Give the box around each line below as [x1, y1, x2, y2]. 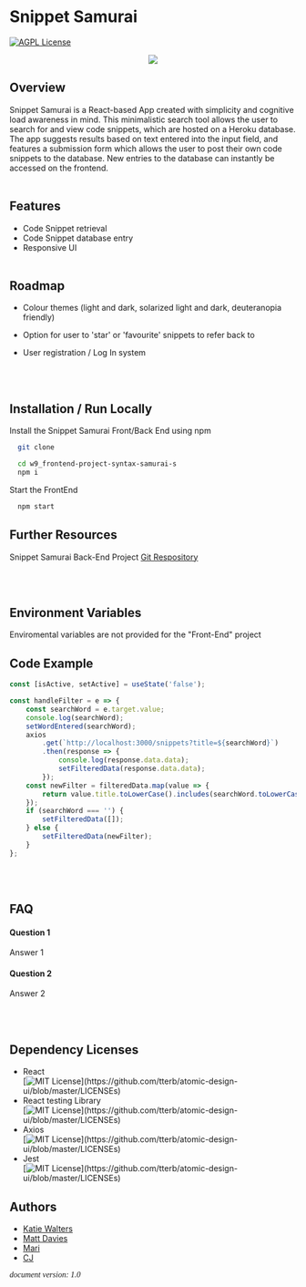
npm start [17, 501, 55, 511]
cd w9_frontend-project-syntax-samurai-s [17, 459, 178, 468]
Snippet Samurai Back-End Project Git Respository [9, 551, 199, 562]
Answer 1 [9, 947, 44, 958]
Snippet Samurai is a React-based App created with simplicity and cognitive [9, 104, 294, 115]
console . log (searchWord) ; [25, 713, 125, 722]
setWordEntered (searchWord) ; [25, 722, 137, 731]
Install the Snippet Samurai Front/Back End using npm [9, 426, 211, 437]
